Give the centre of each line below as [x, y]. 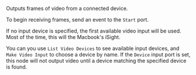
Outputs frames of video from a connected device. [67, 8]
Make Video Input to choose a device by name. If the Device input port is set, [98, 54]
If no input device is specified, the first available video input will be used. [94, 31]
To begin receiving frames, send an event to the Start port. [78, 19]
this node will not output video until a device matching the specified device [96, 61]
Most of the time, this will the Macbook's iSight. [63, 37]
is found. [17, 67]
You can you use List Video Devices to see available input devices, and [93, 48]
